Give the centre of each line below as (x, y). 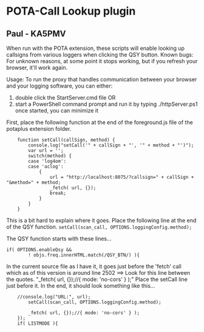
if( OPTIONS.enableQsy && (39, 250)
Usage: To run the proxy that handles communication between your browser (102, 79)
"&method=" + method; (34, 182)
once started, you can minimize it (57, 110)
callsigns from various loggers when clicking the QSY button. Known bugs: (100, 55)
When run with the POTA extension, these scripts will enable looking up (96, 48)
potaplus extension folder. (39, 129)
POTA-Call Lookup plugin (71, 11)
